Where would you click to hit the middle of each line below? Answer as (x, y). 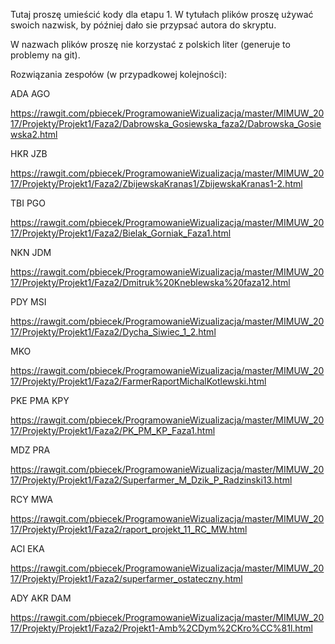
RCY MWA (31, 499)
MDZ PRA (30, 450)
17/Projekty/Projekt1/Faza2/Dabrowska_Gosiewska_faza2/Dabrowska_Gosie (166, 123)
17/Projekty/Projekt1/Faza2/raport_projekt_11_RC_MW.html (129, 529)
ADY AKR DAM (41, 598)
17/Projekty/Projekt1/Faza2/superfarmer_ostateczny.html (126, 578)
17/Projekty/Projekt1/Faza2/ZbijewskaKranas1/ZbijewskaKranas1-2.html (156, 183)
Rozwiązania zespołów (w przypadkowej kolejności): (119, 74)
